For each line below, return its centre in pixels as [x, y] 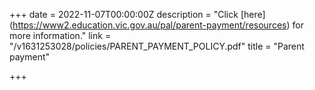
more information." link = [60, 35]
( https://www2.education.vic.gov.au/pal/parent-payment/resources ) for [156, 25]
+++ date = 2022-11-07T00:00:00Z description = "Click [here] [137, 14]
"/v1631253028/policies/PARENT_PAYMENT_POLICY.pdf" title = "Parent [157, 46]
